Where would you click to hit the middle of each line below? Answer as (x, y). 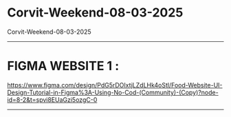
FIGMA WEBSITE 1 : (63, 66)
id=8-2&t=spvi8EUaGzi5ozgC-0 (52, 99)
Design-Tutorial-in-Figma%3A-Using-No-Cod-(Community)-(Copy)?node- (113, 92)
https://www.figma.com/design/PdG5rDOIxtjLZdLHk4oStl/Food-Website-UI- (115, 85)
